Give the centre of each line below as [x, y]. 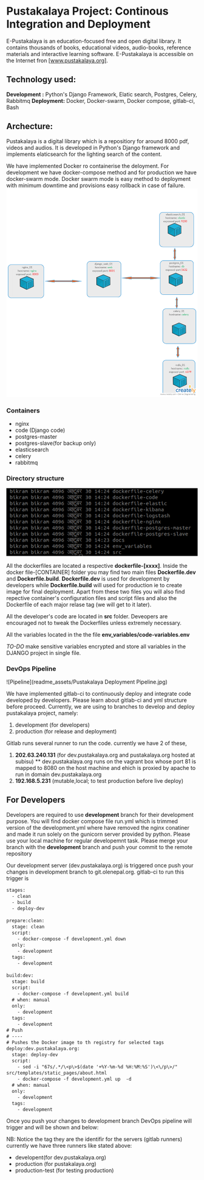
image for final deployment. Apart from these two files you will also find [96, 592]
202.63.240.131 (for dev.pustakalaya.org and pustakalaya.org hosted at [105, 755]
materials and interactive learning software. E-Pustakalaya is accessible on [100, 54]
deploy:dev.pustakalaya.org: [43, 1048]
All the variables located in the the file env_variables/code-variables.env [98, 634]
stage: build [28, 981]
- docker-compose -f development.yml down [72, 939]
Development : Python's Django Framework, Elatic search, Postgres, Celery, [102, 94]
